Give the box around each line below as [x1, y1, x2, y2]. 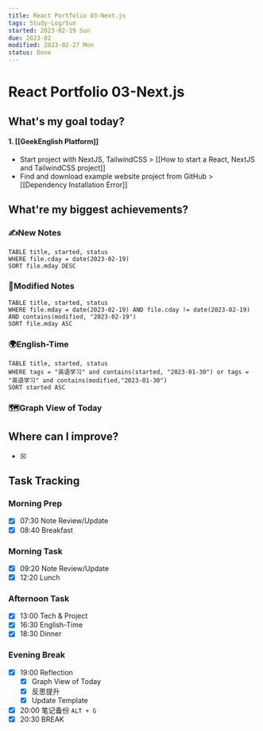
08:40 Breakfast [19, 525, 73, 534]
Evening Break [8, 650, 66, 661]
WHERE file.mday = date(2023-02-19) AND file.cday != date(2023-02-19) [8, 306, 250, 314]
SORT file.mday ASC [8, 319, 73, 327]
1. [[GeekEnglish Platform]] [8, 137, 99, 147]
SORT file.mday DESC [8, 262, 77, 271]
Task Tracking [8, 475, 80, 488]
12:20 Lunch [19, 573, 61, 582]
